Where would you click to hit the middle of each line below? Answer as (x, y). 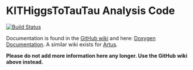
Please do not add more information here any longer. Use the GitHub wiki (97, 55)
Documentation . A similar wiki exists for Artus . (62, 44)
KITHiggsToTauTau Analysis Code (91, 11)
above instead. (25, 62)
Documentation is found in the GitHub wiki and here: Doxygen (81, 38)
